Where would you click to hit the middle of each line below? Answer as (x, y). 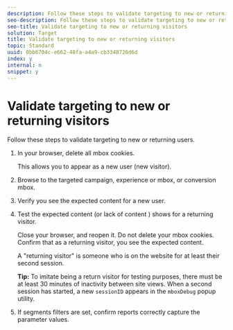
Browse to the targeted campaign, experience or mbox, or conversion (116, 180)
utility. (26, 299)
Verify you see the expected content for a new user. (91, 201)
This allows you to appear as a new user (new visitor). (94, 166)
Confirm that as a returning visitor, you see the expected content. (110, 243)
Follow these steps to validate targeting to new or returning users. (101, 140)
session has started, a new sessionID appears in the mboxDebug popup (116, 291)
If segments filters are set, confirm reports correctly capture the (109, 312)
